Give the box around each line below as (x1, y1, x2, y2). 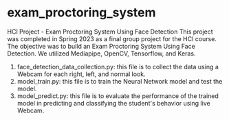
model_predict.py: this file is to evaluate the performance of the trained (17, 91, 219, 100)
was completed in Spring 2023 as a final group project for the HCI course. (7, 34, 217, 43)
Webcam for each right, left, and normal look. (17, 70, 146, 78)
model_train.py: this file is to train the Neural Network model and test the (17, 77, 223, 85)
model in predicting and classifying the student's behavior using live (17, 99, 211, 107)
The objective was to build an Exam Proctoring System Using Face (7, 42, 196, 50)
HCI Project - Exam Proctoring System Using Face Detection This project (7, 27, 213, 36)
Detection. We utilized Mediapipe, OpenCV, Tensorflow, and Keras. (7, 49, 196, 58)
